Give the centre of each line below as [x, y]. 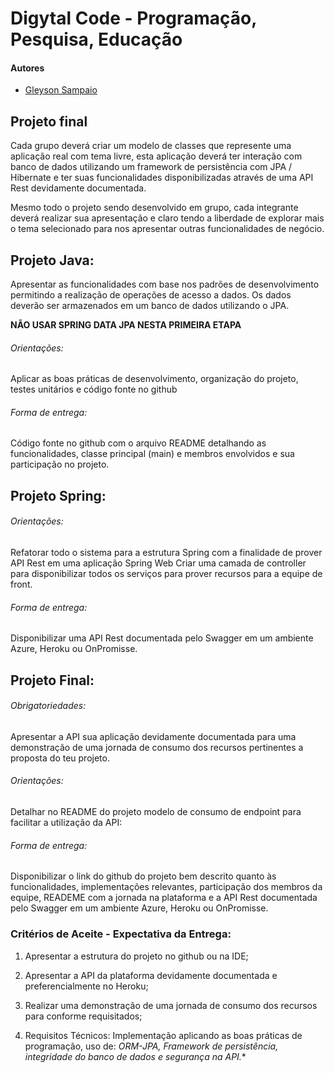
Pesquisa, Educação [96, 39]
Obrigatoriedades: [48, 706]
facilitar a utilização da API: [66, 823]
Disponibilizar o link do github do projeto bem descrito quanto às [143, 876]
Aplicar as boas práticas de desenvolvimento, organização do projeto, [154, 379]
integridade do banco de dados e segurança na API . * [135, 1056]
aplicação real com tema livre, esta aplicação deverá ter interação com [156, 156]
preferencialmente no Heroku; [86, 986]
